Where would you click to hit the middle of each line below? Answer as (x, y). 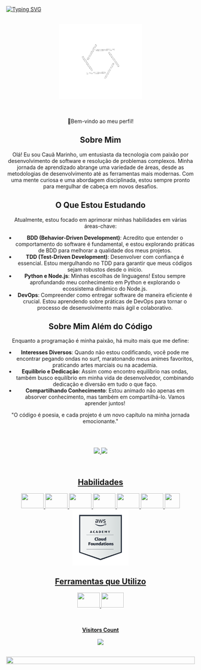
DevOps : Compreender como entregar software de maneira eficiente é (105, 295)
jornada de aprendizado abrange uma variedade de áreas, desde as (100, 167)
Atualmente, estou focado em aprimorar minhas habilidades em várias (100, 219)
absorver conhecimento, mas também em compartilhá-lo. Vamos (105, 397)
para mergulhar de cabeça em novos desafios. (100, 186)
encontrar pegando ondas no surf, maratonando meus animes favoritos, (105, 359)
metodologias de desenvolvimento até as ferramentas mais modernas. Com (100, 173)
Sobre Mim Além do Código (100, 327)
